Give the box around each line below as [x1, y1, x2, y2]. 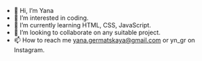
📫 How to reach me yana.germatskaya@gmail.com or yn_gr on [13, 36, 196, 44]
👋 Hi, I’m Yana [13, 7, 54, 14]
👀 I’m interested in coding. [13, 14, 89, 22]
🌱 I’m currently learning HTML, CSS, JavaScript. [13, 21, 151, 29]
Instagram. [13, 46, 45, 54]
